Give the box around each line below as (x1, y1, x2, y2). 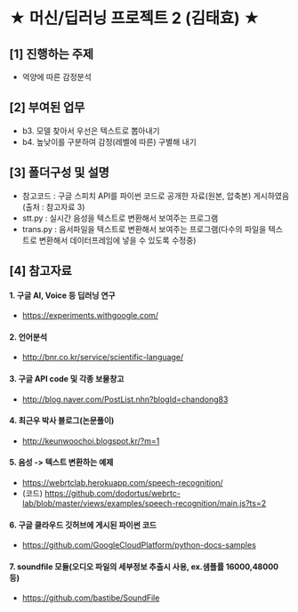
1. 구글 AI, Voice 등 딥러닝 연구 (9, 290, 116, 301)
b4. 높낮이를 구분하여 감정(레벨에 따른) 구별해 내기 (21, 136, 197, 147)
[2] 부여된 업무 (9, 100, 85, 116)
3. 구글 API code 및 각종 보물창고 (9, 374, 125, 384)
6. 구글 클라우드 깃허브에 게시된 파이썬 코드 (9, 519, 157, 530)
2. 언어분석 (9, 331, 47, 342)
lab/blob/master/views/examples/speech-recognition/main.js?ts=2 (21, 498, 267, 509)
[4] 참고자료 (9, 263, 73, 278)
